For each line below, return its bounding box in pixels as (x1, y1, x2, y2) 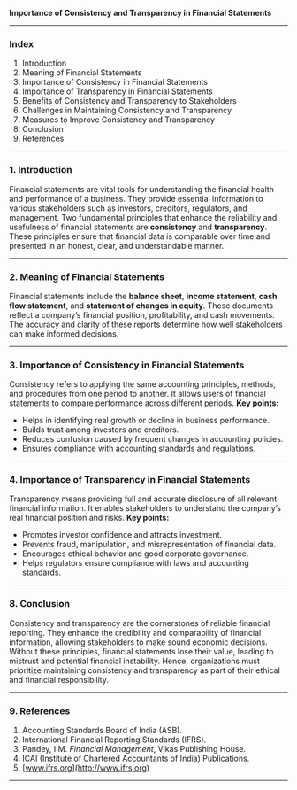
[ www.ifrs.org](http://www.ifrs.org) (21, 763, 150, 773)
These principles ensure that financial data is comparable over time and (9, 230, 270, 242)
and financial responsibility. (9, 674, 109, 685)
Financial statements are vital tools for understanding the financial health (9, 183, 274, 194)
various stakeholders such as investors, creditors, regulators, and (9, 203, 247, 213)
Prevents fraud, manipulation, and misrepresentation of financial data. (21, 539, 277, 550)
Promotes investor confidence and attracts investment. (21, 530, 223, 540)
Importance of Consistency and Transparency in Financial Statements (9, 8, 272, 18)
